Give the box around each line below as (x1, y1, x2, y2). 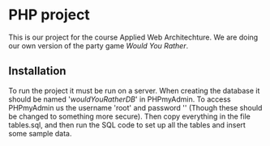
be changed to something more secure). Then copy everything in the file (8, 111, 251, 121)
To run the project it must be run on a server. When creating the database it (8, 86, 260, 95)
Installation (8, 65, 66, 78)
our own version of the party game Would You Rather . (8, 40, 189, 50)
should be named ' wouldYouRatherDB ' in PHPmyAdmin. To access (8, 94, 231, 104)
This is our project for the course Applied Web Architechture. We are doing (8, 32, 259, 42)
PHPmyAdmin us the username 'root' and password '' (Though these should (8, 102, 263, 112)
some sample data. (8, 128, 72, 138)
